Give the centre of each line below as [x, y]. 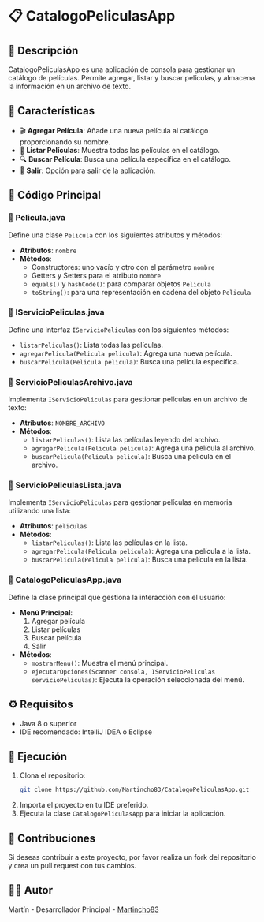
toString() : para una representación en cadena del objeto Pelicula [141, 292]
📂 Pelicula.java [37, 218]
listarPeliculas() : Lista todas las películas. [91, 345]
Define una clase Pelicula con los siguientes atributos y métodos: [115, 235]
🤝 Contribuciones [52, 838]
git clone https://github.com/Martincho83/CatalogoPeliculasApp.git [134, 790]
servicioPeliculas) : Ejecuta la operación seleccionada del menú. [138, 679]
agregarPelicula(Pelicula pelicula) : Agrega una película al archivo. [143, 448]
